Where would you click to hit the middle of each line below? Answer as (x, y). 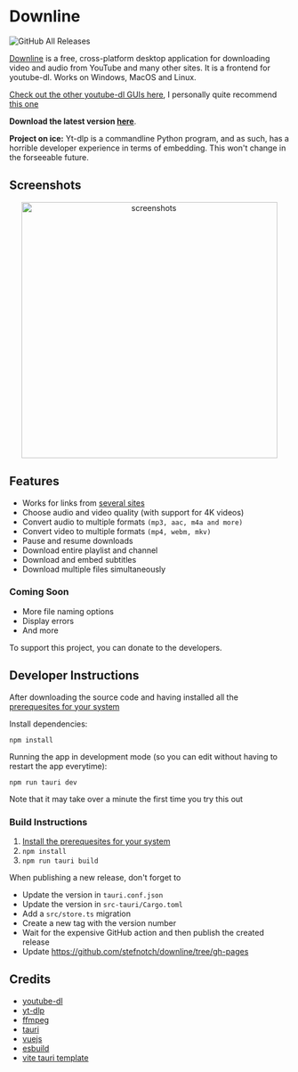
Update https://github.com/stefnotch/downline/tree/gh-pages (135, 951)
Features (34, 481)
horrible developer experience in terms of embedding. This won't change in (148, 148)
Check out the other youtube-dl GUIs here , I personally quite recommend (143, 94)
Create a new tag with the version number (99, 922)
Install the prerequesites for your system (96, 841)
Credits (30, 980)
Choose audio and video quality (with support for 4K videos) (133, 512)
